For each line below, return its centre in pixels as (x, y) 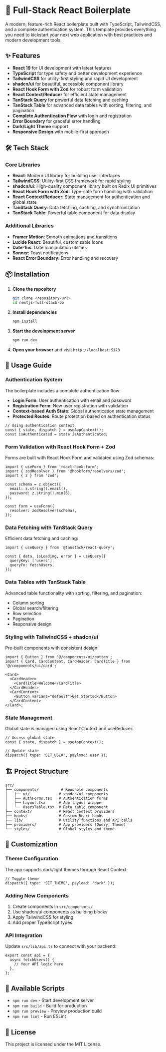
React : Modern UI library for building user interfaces (66, 176)
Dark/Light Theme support (40, 126)
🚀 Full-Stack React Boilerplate (68, 10)
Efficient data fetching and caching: (42, 539)
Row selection (27, 613)
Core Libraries (23, 165)
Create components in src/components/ (53, 907)
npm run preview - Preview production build (57, 1011)
